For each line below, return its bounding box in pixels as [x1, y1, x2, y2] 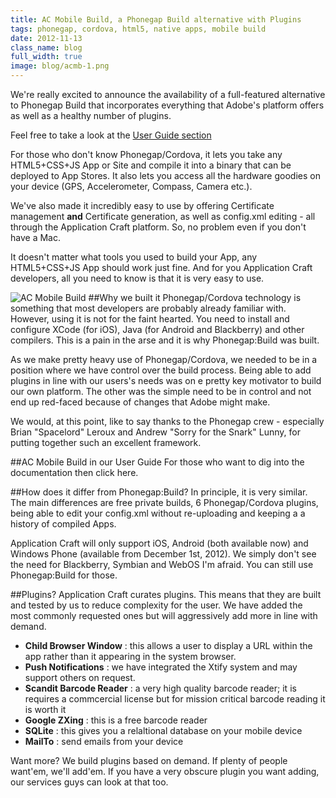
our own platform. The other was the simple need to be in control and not [10, 386, 312, 397]
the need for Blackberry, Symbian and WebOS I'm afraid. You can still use [10, 559, 314, 570]
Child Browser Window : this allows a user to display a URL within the [24, 640, 313, 651]
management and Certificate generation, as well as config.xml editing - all [10, 211, 316, 222]
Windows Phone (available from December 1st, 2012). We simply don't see [10, 548, 317, 560]
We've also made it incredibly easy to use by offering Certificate [10, 200, 275, 211]
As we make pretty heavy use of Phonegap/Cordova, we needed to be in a [10, 354, 318, 365]
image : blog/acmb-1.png [10, 61, 110, 71]
